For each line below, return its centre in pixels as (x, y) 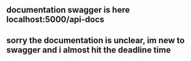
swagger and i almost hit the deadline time (88, 50)
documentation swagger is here (68, 10)
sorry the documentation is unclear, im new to (95, 40)
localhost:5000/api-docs (56, 20)
